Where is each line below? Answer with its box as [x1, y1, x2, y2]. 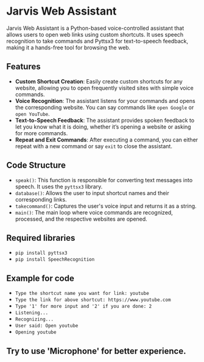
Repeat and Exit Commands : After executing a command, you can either [15, 136, 199, 143]
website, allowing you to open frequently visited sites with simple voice [15, 84, 194, 91]
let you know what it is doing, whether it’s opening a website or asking [15, 123, 191, 130]
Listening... [15, 310, 49, 316]
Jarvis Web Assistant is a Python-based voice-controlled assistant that [6, 24, 185, 32]
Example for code [6, 273, 74, 283]
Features [6, 62, 41, 72]
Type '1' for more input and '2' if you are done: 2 [15, 303, 152, 310]
